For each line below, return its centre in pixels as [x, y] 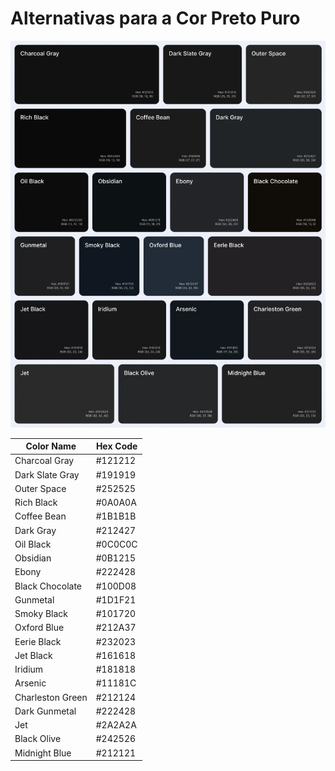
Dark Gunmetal [45, 711]
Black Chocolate [48, 586]
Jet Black [33, 655]
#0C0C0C [116, 544]
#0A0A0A [116, 503]
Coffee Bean [40, 516]
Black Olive [38, 739]
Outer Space [40, 488]
